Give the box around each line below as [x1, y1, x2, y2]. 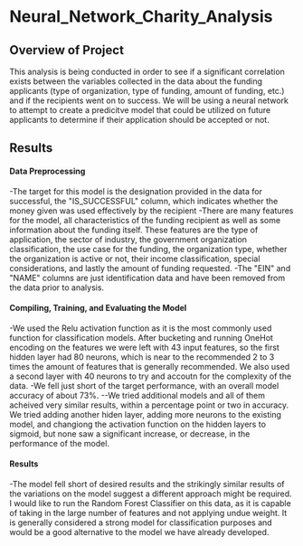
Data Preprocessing [9, 165, 86, 176]
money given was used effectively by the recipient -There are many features [9, 205, 294, 216]
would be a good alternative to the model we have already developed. [9, 527, 270, 537]
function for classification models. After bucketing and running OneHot [9, 332, 274, 343]
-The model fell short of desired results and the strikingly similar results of [9, 479, 285, 489]
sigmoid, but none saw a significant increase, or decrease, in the [9, 428, 251, 439]
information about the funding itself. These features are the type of [9, 224, 259, 235]
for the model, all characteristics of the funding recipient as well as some [9, 214, 281, 225]
